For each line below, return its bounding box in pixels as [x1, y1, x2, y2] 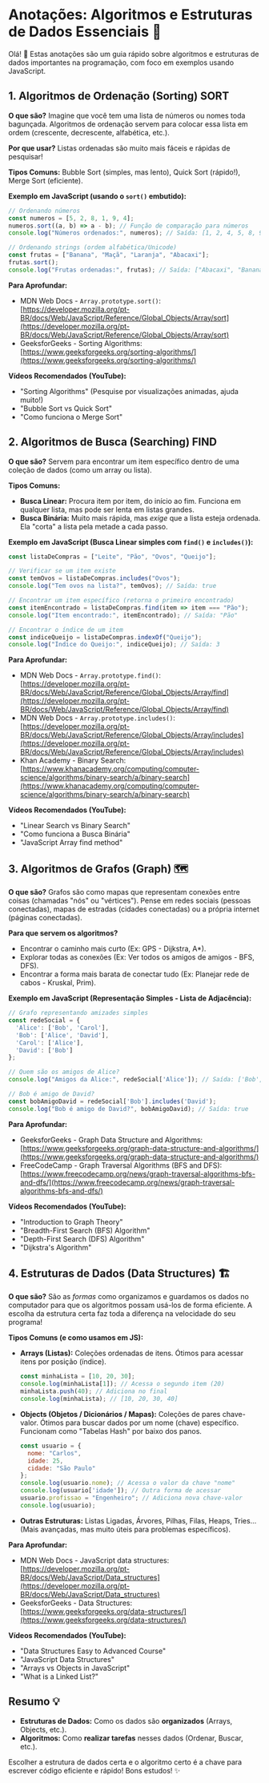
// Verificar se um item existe [8, 567, 116, 575]
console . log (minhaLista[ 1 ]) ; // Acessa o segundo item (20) [19, 1380, 225, 1388]
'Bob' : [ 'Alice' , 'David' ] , [15, 1031, 110, 1039]
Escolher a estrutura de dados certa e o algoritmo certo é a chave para [8, 1757, 243, 1767]
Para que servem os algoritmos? [8, 928, 118, 938]
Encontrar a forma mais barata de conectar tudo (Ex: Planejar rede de [19, 969, 250, 979]
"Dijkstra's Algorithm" [19, 1242, 92, 1252]
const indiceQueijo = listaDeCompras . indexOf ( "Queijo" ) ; [8, 633, 203, 642]
